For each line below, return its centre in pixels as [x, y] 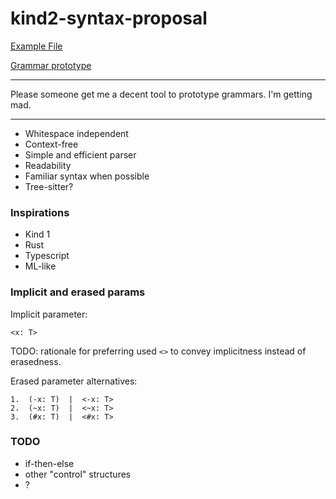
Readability [48, 165]
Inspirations [40, 212]
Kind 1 [37, 234]
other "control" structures [78, 474]
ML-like [40, 266]
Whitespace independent [76, 133]
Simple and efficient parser [80, 154]
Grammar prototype [51, 65]
